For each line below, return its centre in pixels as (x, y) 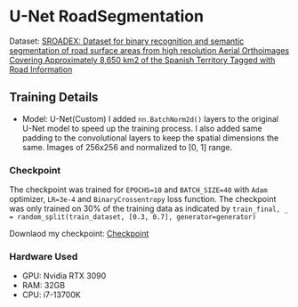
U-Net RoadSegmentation (107, 16)
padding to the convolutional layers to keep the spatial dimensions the (150, 137)
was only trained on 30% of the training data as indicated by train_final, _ (149, 209)
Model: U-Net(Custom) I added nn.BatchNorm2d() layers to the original (150, 118)
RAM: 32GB (43, 286)
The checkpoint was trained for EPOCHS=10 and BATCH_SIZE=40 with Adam (139, 190)
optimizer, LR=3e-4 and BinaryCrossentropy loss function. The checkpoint (143, 199)
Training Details (54, 97)
